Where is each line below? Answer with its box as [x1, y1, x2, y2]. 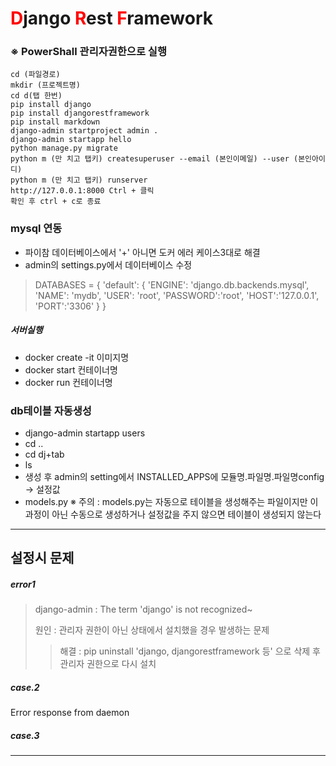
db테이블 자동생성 [10, 403, 92, 417]
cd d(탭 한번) [10, 91, 63, 101]
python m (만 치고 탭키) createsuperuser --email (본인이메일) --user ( [10, 154, 299, 164]
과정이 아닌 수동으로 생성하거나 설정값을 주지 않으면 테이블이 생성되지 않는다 [24, 508, 322, 521]
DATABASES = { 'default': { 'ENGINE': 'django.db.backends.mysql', [34, 278, 310, 291]
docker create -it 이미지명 [24, 351, 130, 363]
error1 [10, 578, 36, 591]
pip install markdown [10, 117, 101, 127]
